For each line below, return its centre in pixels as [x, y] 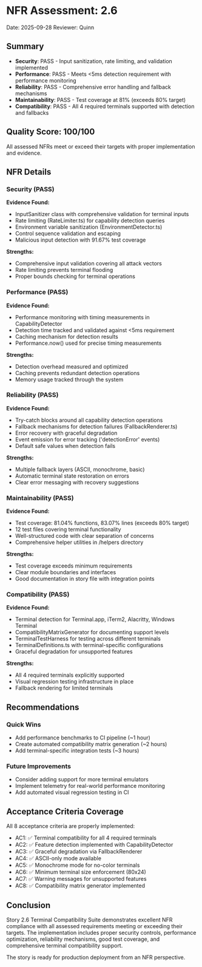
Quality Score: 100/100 [51, 132]
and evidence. [24, 153]
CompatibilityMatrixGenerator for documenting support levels [92, 633]
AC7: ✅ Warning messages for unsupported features [81, 879]
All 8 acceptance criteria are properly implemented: [71, 826]
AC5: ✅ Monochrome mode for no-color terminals [77, 865]
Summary [25, 46]
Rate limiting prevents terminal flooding [64, 270]
